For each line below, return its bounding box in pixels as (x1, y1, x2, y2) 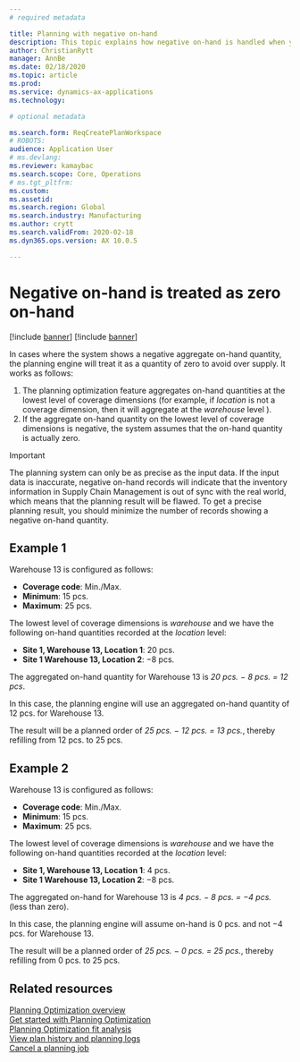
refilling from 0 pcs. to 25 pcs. (9, 955, 121, 966)
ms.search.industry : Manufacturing (9, 211, 142, 220)
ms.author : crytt (9, 220, 74, 229)
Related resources (9, 981, 113, 996)
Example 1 (9, 540, 67, 556)
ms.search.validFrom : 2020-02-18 (9, 228, 134, 237)
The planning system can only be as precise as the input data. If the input (9, 467, 279, 478)
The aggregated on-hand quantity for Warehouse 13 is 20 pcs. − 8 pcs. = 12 (9, 672, 288, 683)
